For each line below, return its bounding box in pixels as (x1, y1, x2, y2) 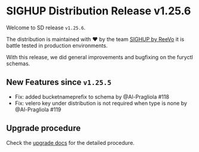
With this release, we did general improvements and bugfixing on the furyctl (6, 53, 193, 60)
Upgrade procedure (6, 123, 81, 133)
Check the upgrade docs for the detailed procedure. (6, 139, 135, 146)
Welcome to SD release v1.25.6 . (6, 24, 85, 31)
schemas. (6, 60, 30, 67)
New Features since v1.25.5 (6, 77, 112, 87)
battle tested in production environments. (6, 42, 108, 49)
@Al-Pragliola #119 (14, 106, 62, 113)
